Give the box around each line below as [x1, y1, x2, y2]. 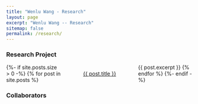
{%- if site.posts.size [6, 64, 58, 71]
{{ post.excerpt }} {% [138, 64, 190, 71]
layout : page [6, 14, 39, 20]
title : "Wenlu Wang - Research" [6, 8, 86, 15]
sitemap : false [6, 25, 44, 31]
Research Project [6, 51, 57, 59]
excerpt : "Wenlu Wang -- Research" [6, 20, 94, 26]
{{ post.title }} [82, 70, 117, 77]
